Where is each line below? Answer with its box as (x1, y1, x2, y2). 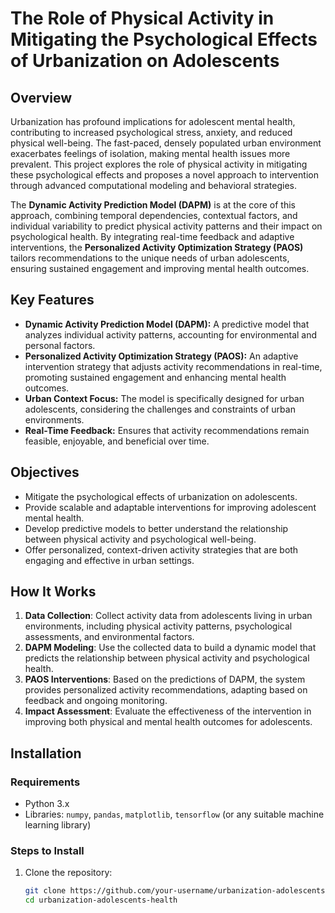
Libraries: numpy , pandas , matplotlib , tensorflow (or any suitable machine (24, 808, 325, 821)
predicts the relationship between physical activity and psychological (24, 652, 310, 664)
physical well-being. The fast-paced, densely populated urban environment (10, 137, 322, 149)
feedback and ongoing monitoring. (24, 695, 168, 707)
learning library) (24, 819, 92, 831)
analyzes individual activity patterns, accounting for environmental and (24, 328, 318, 341)
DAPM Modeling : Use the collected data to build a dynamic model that (24, 642, 317, 654)
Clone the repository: (24, 867, 113, 879)
